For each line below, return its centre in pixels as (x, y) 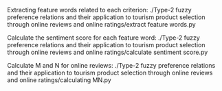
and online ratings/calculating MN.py (59, 80)
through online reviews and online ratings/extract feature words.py (101, 24)
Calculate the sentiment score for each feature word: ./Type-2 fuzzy (104, 38)
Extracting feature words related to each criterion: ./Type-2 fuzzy (99, 10)
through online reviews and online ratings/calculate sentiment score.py (108, 52)
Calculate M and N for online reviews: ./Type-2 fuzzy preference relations (111, 65)
